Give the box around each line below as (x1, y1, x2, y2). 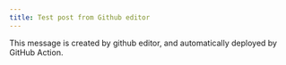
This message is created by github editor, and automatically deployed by (9, 37, 278, 48)
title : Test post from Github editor (9, 12, 151, 22)
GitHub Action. (9, 46, 64, 58)
